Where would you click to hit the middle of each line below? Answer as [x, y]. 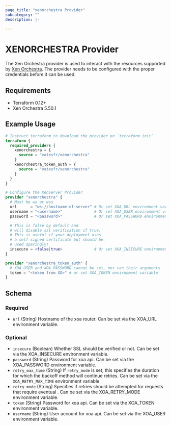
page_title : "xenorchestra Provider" [45, 10]
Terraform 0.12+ [30, 103]
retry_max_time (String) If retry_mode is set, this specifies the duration [86, 370]
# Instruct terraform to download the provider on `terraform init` [79, 136]
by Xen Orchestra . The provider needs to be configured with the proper [80, 69]
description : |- [22, 19]
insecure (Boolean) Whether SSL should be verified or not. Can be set [86, 349]
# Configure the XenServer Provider [44, 193]
